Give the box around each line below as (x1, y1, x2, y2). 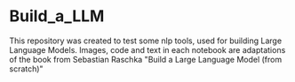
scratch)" (9, 63, 44, 74)
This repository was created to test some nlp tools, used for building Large (9, 35, 283, 46)
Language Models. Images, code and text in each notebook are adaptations (9, 44, 286, 55)
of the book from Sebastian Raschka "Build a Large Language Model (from (9, 54, 283, 64)
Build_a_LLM (9, 6, 105, 26)
